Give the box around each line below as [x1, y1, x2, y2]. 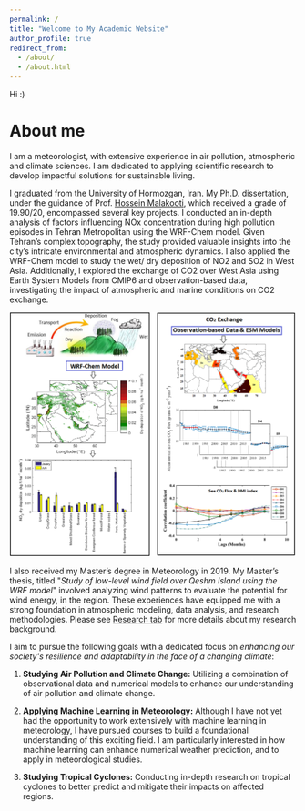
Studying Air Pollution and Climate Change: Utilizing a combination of [22, 668, 289, 679]
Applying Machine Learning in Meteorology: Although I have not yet [22, 705, 282, 716]
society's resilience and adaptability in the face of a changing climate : [9, 651, 275, 662]
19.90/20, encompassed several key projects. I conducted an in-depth [9, 207, 273, 218]
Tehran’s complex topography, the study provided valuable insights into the [9, 236, 291, 247]
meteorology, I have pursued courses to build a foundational [22, 725, 249, 735]
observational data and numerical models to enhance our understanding [22, 678, 294, 689]
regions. [22, 790, 55, 801]
